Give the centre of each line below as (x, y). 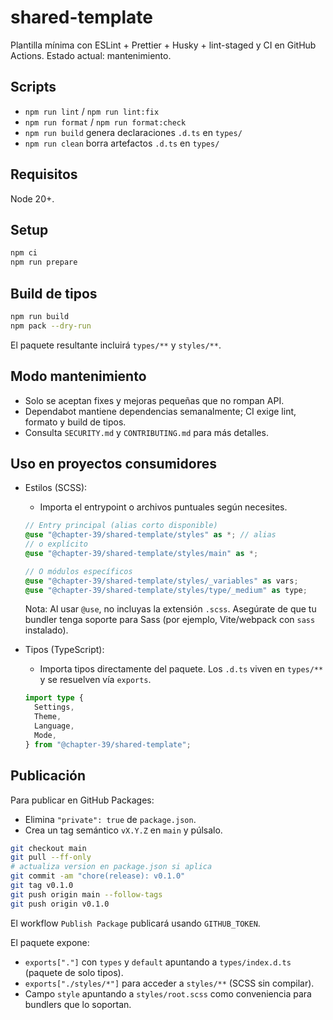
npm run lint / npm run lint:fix (92, 111)
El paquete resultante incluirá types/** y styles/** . (116, 345)
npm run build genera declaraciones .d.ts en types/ (133, 132)
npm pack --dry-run (51, 326)
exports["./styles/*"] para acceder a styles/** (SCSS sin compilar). (169, 983)
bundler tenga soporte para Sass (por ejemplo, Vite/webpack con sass (170, 620)
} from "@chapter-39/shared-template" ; (108, 744)
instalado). (46, 630)
